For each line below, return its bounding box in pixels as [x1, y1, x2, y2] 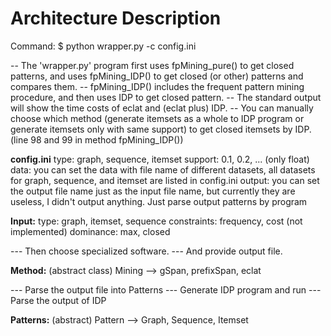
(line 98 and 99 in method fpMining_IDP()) [10, 133, 184, 146]
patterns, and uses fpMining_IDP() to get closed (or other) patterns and [10, 70, 304, 82]
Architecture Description [10, 7, 222, 30]
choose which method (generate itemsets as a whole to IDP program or [10, 112, 305, 124]
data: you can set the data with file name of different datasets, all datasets [10, 163, 316, 176]
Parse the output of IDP [10, 294, 107, 306]
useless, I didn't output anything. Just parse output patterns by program [10, 195, 308, 207]
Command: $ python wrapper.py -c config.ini [10, 40, 197, 52]
